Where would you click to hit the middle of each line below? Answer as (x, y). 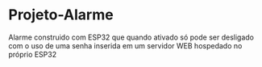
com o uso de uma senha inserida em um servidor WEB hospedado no (125, 45)
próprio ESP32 (33, 54)
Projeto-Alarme (61, 15)
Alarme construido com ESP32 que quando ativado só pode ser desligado (131, 37)
